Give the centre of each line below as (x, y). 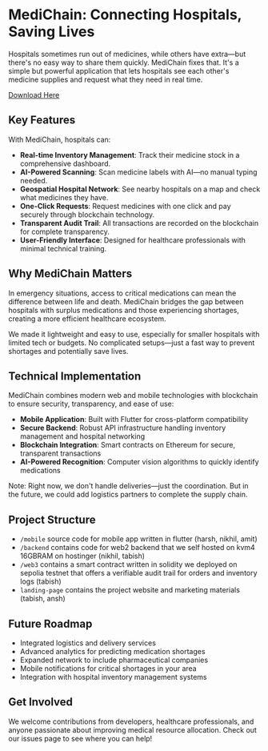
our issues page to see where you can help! (80, 738)
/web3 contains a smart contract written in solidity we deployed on (128, 564)
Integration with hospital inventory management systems (113, 677)
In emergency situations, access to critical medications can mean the (122, 293)
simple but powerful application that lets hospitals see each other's (119, 70)
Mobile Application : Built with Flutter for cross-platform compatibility (134, 420)
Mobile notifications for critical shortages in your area (108, 669)
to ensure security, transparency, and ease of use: (91, 404)
